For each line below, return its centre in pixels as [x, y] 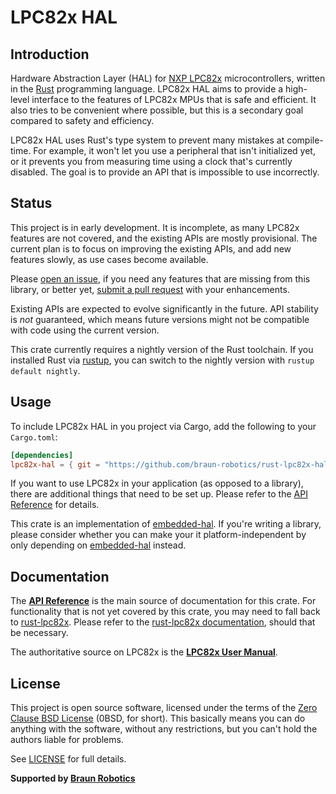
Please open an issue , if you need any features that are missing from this [160, 278]
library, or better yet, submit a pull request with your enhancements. [150, 289]
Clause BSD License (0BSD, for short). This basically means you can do [158, 718]
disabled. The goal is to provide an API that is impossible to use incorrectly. [165, 172]
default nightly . [45, 370]
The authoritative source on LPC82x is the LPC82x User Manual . [144, 652]
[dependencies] [42, 455]
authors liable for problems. [67, 739]
